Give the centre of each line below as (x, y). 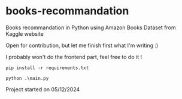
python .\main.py (27, 78)
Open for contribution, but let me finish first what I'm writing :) (82, 45)
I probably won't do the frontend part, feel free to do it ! (74, 57)
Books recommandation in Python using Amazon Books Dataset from (91, 27)
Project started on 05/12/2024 (43, 89)
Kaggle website (25, 33)
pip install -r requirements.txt (47, 68)
